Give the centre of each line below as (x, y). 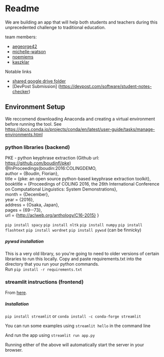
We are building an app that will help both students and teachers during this (81, 22)
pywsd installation (24, 241)
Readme (22, 9)
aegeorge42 (25, 46)
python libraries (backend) (37, 147)
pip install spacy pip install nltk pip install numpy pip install (74, 225)
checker (21, 91)
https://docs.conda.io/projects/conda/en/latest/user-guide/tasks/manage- (80, 129)
